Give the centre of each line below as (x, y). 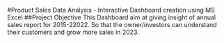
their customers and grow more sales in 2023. (73, 32)
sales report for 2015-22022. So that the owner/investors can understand (112, 25)
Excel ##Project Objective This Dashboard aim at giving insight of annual (112, 17)
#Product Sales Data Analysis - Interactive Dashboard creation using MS (111, 10)
